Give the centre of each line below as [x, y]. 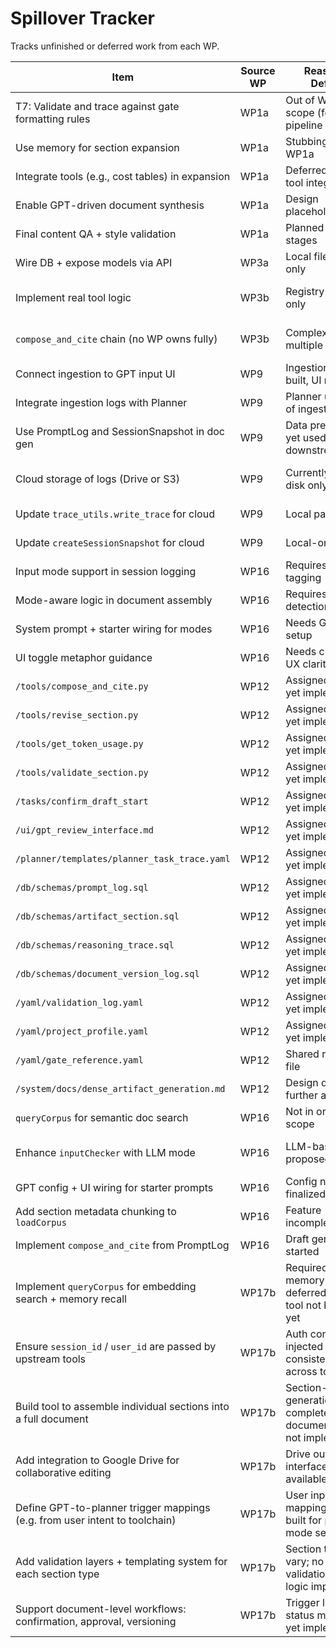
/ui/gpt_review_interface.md [84, 830]
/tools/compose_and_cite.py [82, 686]
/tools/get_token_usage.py [79, 743]
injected [304, 1346]
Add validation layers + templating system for [121, 1561]
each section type [57, 1574]
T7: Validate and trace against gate [97, 106]
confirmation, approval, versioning [96, 1621]
